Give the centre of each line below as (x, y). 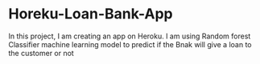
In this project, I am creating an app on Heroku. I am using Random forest (130, 36)
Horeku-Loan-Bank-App (91, 14)
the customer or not (41, 53)
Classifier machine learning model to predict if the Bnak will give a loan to (130, 44)
